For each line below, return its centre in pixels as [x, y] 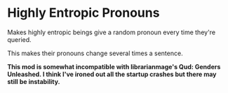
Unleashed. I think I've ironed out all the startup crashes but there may [112, 74]
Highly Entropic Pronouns [83, 13]
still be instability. [34, 81]
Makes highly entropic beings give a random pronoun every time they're [112, 32]
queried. [19, 39]
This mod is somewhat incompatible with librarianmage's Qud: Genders [114, 66]
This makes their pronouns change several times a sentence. [95, 53]
